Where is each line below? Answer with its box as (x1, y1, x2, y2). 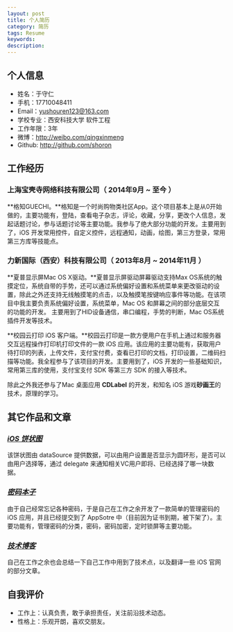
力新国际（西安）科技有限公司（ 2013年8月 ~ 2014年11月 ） (7, 256, 206, 266)
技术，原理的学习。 (7, 389, 62, 398)
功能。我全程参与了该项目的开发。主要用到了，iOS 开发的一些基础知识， (19, 357, 226, 365)
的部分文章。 (7, 567, 44, 575)
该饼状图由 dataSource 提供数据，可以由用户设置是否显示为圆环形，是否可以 (7, 451, 226, 459)
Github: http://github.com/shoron (17, 140, 112, 149)
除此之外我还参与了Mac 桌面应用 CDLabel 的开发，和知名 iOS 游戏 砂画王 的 (7, 380, 221, 388)
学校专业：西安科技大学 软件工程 (17, 115, 111, 123)
